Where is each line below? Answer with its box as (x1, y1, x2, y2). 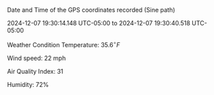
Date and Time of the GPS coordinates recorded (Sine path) (7, 6, 176, 14)
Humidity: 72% (7, 80, 49, 88)
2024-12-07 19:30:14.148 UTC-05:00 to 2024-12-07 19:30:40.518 (7, 19, 191, 27)
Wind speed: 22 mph (7, 54, 66, 62)
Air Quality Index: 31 (7, 67, 64, 75)
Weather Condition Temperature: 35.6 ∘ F (7, 40, 120, 49)
